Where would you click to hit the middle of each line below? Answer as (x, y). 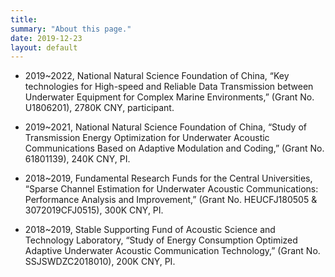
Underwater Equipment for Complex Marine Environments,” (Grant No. (169, 97)
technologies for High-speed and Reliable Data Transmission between (169, 87)
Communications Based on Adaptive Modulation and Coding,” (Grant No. (174, 148)
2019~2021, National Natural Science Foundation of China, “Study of (165, 127)
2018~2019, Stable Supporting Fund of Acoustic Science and (150, 230)
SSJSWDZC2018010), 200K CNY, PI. (100, 262)
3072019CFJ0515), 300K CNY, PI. (94, 210)
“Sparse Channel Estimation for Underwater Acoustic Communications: (171, 189)
